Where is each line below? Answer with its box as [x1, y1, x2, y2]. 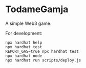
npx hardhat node [5, 53, 42, 58]
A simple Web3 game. [5, 20, 52, 26]
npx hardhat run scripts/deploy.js [5, 57, 81, 63]
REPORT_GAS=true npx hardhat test [5, 49, 79, 54]
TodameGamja [5, 4, 69, 15]
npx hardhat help [5, 40, 42, 45]
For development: [5, 30, 42, 36]
